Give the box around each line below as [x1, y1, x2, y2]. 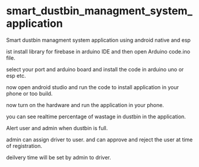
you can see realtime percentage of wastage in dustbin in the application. [6, 113, 186, 120]
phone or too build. [6, 90, 53, 97]
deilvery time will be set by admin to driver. [6, 153, 112, 161]
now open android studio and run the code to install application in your [6, 83, 179, 90]
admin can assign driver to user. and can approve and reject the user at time [6, 136, 193, 143]
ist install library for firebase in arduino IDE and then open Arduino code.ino [6, 48, 191, 55]
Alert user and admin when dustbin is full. [6, 124, 108, 131]
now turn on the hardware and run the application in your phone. [6, 101, 165, 108]
